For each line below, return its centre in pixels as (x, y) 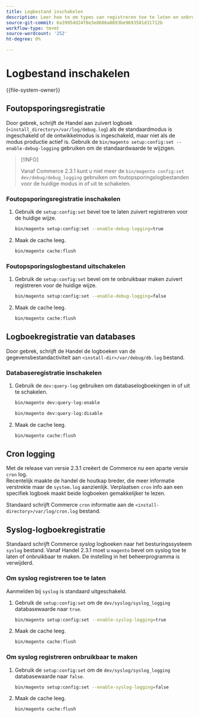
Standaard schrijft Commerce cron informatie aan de (70, 505)
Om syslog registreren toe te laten (56, 578)
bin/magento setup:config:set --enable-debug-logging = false (90, 297)
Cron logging (31, 454)
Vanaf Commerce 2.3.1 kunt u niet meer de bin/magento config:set (102, 171)
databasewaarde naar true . (48, 609)
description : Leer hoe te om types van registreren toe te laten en (92, 17)
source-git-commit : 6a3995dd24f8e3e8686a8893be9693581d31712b (84, 22)
